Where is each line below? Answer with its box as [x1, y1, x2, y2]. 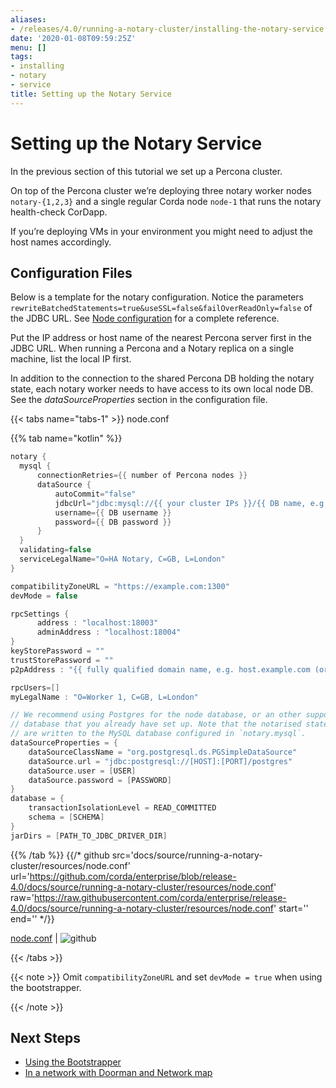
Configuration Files [10, 264, 133, 281]
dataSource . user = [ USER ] [28, 766, 137, 776]
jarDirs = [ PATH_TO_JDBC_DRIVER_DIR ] [10, 831, 168, 841]
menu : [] [10, 42, 47, 53]
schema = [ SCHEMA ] [28, 812, 105, 822]
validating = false [19, 545, 92, 555]
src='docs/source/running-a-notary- [111, 849, 263, 861]
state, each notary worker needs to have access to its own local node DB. [10, 383, 314, 395]
